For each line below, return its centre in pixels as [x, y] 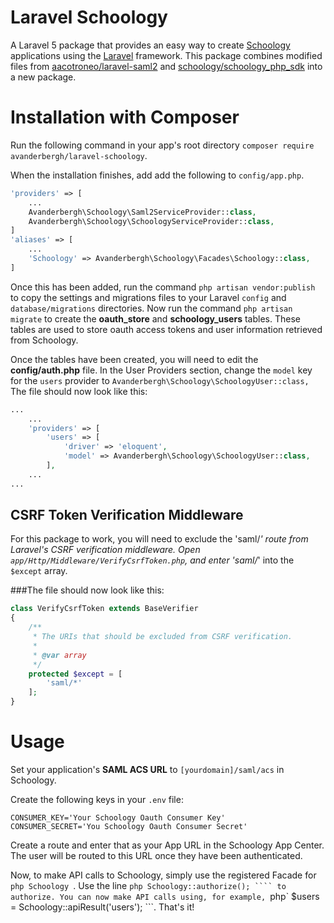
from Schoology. [44, 340]
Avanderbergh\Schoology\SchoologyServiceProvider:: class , [151, 221]
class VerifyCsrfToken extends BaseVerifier [104, 609]
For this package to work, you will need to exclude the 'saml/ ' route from [159, 539]
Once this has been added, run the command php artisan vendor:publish [163, 287]
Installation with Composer [125, 117]
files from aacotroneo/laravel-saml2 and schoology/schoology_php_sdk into [166, 66]
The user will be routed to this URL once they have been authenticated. [156, 855]
